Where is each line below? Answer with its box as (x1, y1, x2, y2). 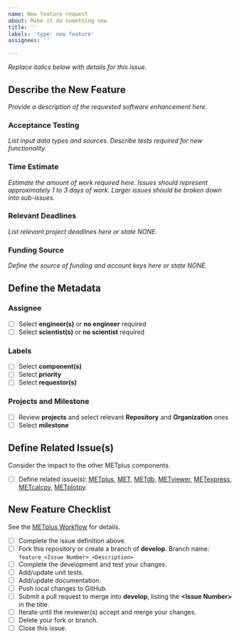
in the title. (18, 600, 50, 609)
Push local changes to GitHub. (18, 584, 107, 592)
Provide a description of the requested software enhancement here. (8, 102, 208, 111)
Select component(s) (18, 362, 83, 371)
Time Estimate (8, 162, 59, 172)
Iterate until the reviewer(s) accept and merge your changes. (18, 607, 197, 616)
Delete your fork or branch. (18, 616, 98, 624)
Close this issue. (18, 624, 67, 632)
